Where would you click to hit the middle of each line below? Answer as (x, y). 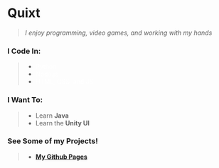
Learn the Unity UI (63, 123)
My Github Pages (61, 157)
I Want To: (25, 100)
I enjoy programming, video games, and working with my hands (118, 33)
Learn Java (52, 116)
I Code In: (24, 51)
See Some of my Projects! (53, 141)
